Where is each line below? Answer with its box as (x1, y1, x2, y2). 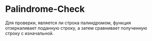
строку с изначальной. (5, 30, 54, 36)
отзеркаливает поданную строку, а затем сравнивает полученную (5, 25, 148, 31)
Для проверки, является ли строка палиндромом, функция (5, 20, 131, 26)
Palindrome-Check (5, 3, 85, 15)
